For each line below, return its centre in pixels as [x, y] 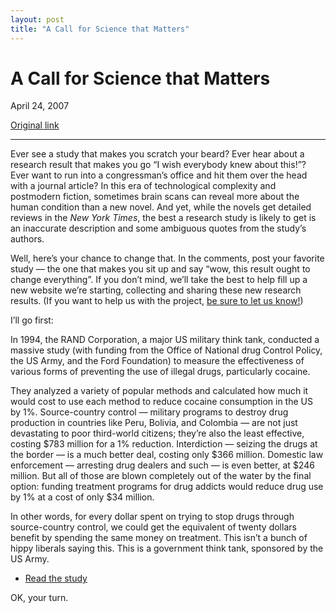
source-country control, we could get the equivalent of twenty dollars [153, 527]
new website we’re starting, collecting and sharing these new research [156, 290]
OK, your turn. [39, 598]
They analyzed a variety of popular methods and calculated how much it [159, 391]
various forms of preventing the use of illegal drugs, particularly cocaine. [160, 372]
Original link [35, 125]
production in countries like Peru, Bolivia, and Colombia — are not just [154, 423]
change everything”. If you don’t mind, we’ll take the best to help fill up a [159, 280]
